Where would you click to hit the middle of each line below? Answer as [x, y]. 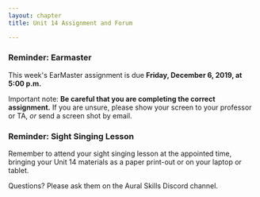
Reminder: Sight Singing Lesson [71, 136]
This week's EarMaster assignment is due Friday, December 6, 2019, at [125, 75]
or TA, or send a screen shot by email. [70, 115]
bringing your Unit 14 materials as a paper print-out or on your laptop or [125, 162]
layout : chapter [35, 15]
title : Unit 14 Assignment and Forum [71, 23]
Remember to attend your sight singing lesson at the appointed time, [120, 154]
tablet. [19, 171]
